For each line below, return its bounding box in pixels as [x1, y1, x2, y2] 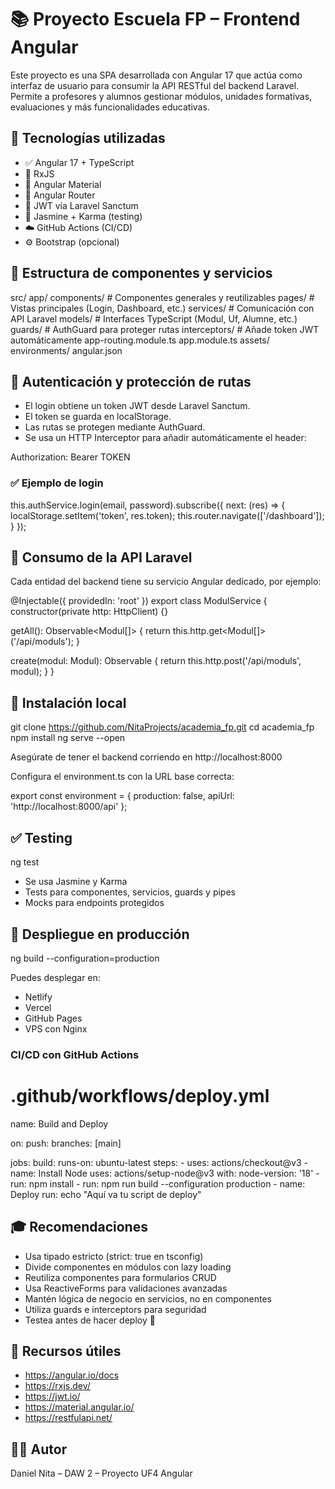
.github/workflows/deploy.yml [10, 1085, 270, 1108]
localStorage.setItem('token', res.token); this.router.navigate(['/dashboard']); [10, 509, 325, 521]
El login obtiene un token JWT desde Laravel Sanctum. [24, 400, 251, 412]
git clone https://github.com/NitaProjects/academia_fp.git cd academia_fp [10, 721, 315, 733]
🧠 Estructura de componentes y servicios [10, 265, 273, 282]
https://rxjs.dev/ [24, 1380, 91, 1392]
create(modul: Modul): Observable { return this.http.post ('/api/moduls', [10, 655, 302, 667]
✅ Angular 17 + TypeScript [24, 156, 135, 168]
